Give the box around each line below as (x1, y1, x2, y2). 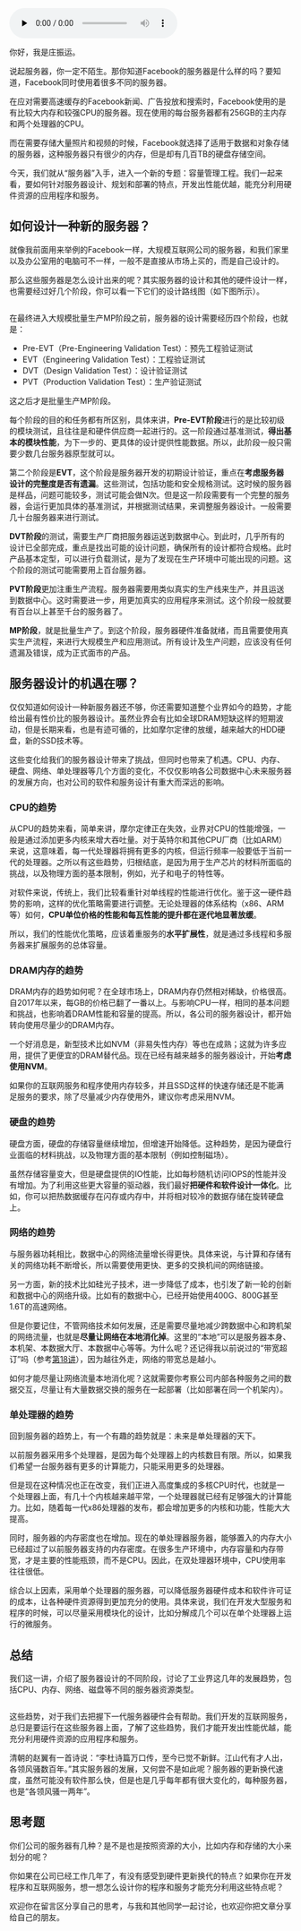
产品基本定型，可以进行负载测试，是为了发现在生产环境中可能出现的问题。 (9, 553, 284, 563)
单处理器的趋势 (9, 1408, 74, 1420)
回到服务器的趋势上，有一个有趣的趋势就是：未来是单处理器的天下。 (9, 1430, 261, 1441)
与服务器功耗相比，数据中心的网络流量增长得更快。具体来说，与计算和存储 (9, 1249, 284, 1259)
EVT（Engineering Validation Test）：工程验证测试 (21, 354, 206, 365)
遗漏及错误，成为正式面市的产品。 (9, 647, 135, 657)
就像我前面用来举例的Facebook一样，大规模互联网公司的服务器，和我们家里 (9, 244, 289, 254)
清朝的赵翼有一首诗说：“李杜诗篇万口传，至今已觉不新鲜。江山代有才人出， (9, 1752, 288, 1763)
